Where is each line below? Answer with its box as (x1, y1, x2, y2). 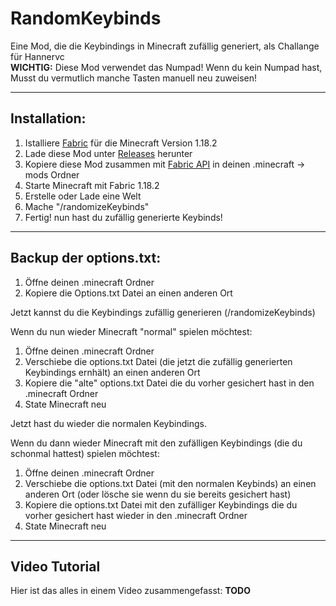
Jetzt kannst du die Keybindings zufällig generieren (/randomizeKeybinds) (10, 306, 316, 318)
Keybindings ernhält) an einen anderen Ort (24, 366, 201, 378)
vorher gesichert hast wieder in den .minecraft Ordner (24, 509, 248, 521)
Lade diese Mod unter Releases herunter (24, 147, 193, 159)
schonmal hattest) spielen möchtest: (10, 447, 160, 459)
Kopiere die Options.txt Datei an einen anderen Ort (24, 287, 233, 299)
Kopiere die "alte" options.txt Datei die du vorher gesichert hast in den (24, 377, 315, 389)
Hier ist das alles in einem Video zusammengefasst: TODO (10, 585, 251, 597)
